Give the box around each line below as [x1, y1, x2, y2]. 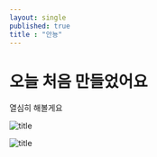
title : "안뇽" [9, 30, 63, 39]
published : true [9, 22, 70, 31]
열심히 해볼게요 [9, 102, 63, 113]
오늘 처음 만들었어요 [9, 71, 149, 92]
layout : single [9, 13, 67, 22]
